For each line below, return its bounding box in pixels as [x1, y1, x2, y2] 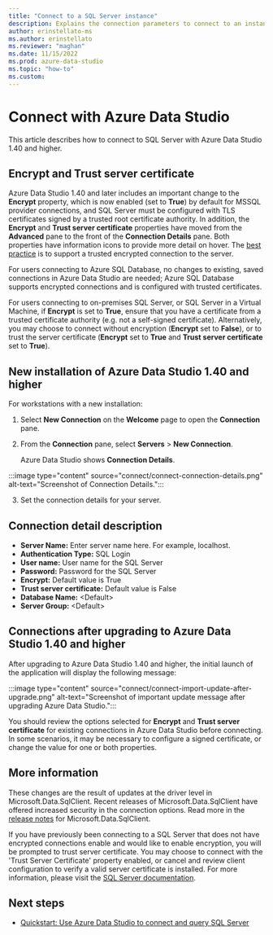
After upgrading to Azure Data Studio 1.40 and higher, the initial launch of [8, 659, 253, 669]
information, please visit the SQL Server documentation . [8, 872, 197, 882]
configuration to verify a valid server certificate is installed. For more [8, 864, 238, 874]
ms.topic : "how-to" [8, 65, 75, 73]
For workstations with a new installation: [8, 399, 143, 409]
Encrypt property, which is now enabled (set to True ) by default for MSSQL [8, 197, 262, 207]
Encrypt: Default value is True [19, 575, 122, 585]
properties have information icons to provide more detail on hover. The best [8, 240, 262, 250]
